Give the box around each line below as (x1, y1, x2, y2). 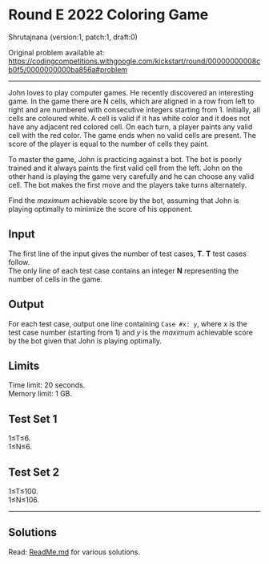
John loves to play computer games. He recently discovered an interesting (8, 87, 254, 97)
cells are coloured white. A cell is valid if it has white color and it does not (8, 113, 251, 123)
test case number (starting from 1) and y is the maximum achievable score (8, 327, 254, 337)
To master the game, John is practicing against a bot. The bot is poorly (8, 154, 242, 164)
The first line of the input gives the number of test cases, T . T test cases (8, 249, 247, 258)
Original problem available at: (8, 47, 105, 57)
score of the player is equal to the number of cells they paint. (8, 139, 210, 148)
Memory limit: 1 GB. (8, 389, 73, 399)
